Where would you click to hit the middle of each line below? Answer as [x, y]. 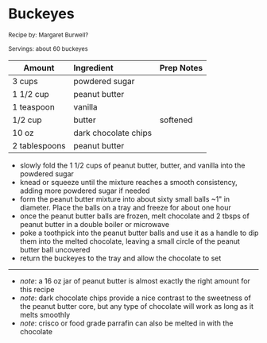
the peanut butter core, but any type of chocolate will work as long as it [137, 306]
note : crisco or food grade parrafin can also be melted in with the [126, 323]
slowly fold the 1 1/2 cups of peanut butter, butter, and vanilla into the [132, 165]
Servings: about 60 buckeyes [48, 48]
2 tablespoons [39, 145]
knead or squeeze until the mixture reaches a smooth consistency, [129, 182]
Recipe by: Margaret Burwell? [48, 35]
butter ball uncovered [55, 249]
